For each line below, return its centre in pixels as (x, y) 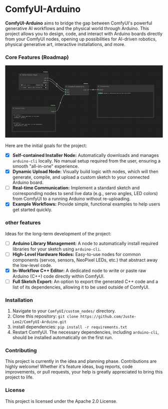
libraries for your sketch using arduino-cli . (57, 249)
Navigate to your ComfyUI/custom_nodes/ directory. (64, 311)
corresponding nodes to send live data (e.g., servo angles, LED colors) (85, 193)
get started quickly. (32, 210)
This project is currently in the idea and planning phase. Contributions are (81, 361)
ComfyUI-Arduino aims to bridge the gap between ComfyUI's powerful (79, 23)
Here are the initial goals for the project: (46, 145)
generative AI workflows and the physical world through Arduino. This (77, 28)
